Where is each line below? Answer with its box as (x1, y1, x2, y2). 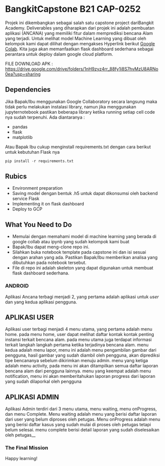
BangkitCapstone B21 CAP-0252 (5, 3, 141, 15)
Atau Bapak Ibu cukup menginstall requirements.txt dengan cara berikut (5, 144, 151, 150)
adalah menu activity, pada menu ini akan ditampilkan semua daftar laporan (5, 363, 159, 369)
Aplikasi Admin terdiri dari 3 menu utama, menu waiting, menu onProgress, (5, 406, 157, 412)
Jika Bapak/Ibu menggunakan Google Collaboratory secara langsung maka (5, 99, 158, 104)
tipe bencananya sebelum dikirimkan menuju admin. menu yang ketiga (5, 358, 148, 364)
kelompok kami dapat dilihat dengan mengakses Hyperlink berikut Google (5, 40, 155, 46)
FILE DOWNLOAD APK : (5, 61, 53, 67)
